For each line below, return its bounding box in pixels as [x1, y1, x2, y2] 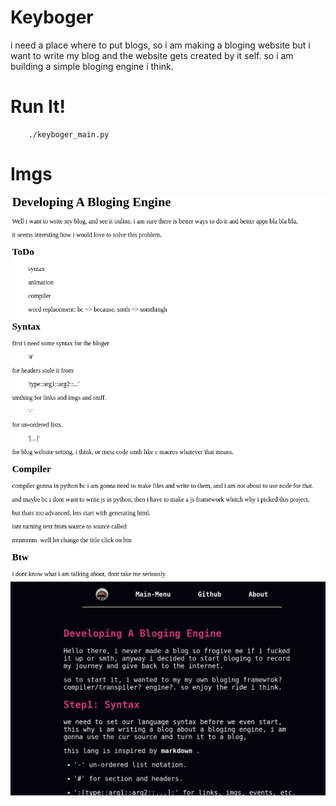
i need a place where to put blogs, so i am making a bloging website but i [10, 39, 311, 51]
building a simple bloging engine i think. [10, 60, 174, 72]
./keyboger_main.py [28, 129, 110, 140]
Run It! [10, 96, 66, 118]
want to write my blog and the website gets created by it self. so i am [10, 49, 294, 61]
